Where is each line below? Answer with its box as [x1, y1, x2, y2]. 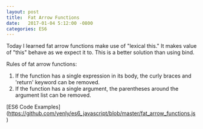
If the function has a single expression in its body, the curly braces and [14, 72, 192, 79]
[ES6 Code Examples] [6, 104, 61, 111]
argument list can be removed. [14, 91, 92, 99]
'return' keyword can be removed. [14, 79, 100, 86]
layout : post [6, 8, 39, 15]
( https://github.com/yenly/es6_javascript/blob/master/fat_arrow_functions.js [6, 110, 196, 117]
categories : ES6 [6, 25, 47, 32]
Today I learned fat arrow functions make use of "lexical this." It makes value [6, 42, 197, 50]
